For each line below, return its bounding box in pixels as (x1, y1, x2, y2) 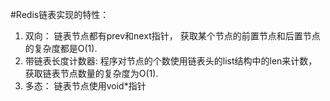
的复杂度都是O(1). (24, 43, 98, 54)
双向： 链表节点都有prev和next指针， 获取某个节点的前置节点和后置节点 (24, 30, 321, 42)
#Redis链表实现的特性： (10, 9, 110, 20)
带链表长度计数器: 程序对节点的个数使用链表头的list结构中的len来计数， (24, 55, 318, 67)
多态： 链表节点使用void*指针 (24, 80, 147, 92)
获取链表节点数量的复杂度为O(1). (24, 68, 159, 79)
